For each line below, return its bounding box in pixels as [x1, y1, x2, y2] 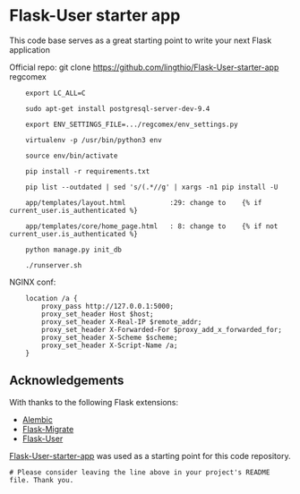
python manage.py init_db [25, 245, 123, 254]
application [9, 44, 51, 55]
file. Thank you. [9, 475, 74, 484]
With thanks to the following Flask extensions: [9, 396, 179, 407]
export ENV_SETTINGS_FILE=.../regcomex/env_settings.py [25, 120, 239, 129]
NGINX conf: [9, 277, 56, 287]
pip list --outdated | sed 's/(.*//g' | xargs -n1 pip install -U [25, 183, 279, 192]
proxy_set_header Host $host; [41, 310, 154, 319]
